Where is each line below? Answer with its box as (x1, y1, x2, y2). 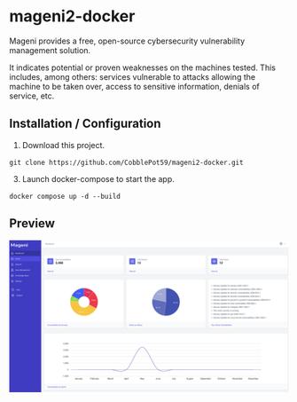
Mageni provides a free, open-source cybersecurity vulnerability (9, 35, 246, 46)
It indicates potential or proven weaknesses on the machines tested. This (9, 62, 277, 73)
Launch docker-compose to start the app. (21, 173, 175, 184)
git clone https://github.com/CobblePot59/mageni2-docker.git (9, 158, 244, 167)
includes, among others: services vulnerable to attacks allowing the (9, 71, 255, 82)
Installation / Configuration (9, 116, 161, 131)
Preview (9, 216, 56, 232)
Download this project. (21, 139, 105, 150)
